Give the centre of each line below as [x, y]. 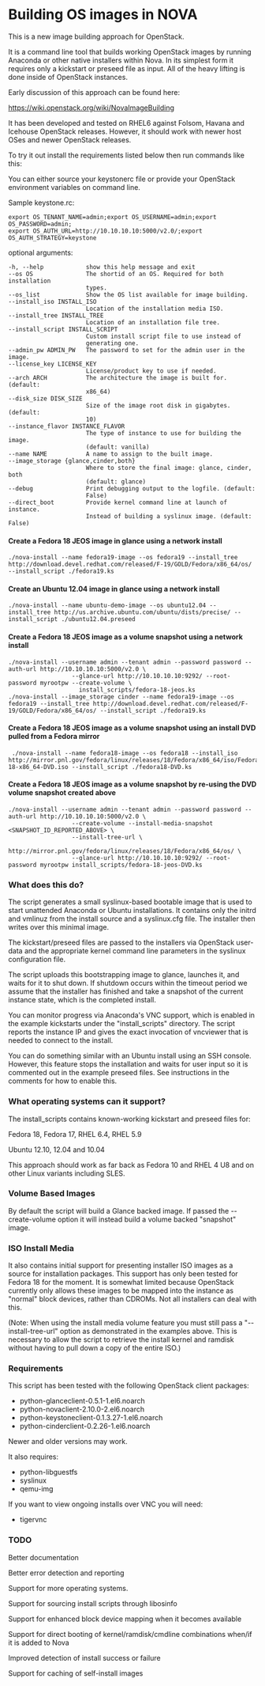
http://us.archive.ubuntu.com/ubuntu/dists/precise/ [142, 612]
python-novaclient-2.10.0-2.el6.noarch [82, 1409]
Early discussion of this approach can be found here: [94, 92]
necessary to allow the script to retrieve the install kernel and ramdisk [121, 1339]
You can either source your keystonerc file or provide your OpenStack [122, 179]
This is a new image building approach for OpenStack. [96, 36]
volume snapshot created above [62, 793]
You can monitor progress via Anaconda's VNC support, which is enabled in [131, 1015]
